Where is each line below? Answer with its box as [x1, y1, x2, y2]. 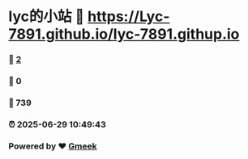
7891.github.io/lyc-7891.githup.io [8, 25, 240, 44]
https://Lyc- [88, 7, 170, 26]
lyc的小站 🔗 [8, 7, 85, 26]
